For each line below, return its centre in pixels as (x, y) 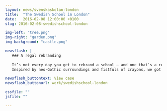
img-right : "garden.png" (31, 37)
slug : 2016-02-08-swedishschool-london (46, 24)
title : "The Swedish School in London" (48, 14)
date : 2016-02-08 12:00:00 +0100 (42, 19)
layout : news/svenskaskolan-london (42, 10)
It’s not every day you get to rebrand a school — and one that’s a (84, 65)
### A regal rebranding (36, 55)
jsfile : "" (16, 97)
